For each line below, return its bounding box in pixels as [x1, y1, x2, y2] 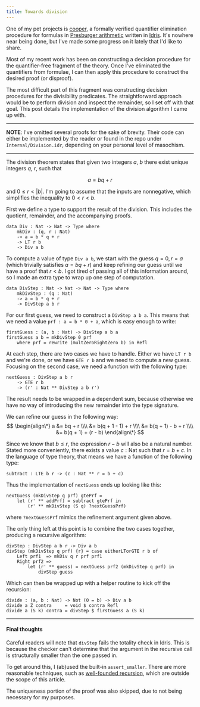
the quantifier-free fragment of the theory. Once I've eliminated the [6, 62, 171, 69]
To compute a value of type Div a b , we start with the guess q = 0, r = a [6, 254, 183, 262]
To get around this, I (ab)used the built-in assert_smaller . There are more [6, 663, 186, 670]
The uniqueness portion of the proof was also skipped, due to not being [6, 687, 183, 694]
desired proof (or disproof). [6, 74, 73, 82]
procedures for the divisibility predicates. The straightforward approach [6, 92, 182, 99]
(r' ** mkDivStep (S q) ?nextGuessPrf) [27, 503, 127, 509]
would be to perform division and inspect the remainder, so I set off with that [6, 99, 194, 106]
